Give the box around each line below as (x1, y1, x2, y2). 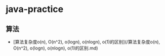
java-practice (6, 3, 64, 15)
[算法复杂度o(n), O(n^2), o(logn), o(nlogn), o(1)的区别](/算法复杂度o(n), (13, 39, 160, 44)
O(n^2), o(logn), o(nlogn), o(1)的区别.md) (13, 45, 98, 51)
